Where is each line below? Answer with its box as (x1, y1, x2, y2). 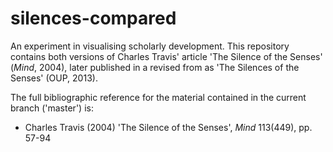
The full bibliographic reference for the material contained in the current (10, 91, 307, 103)
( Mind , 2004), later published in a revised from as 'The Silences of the (10, 61, 300, 73)
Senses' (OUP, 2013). (10, 72, 98, 84)
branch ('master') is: (10, 102, 94, 114)
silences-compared (10, 7, 177, 30)
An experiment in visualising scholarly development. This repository (10, 40, 290, 52)
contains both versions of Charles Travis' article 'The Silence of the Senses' (10, 50, 323, 62)
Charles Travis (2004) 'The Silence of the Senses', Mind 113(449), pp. (24, 121, 313, 133)
